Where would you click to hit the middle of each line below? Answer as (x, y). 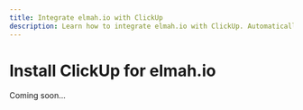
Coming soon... (37, 96)
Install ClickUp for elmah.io (113, 71)
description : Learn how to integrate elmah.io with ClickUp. (127, 26)
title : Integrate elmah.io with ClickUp (87, 18)
